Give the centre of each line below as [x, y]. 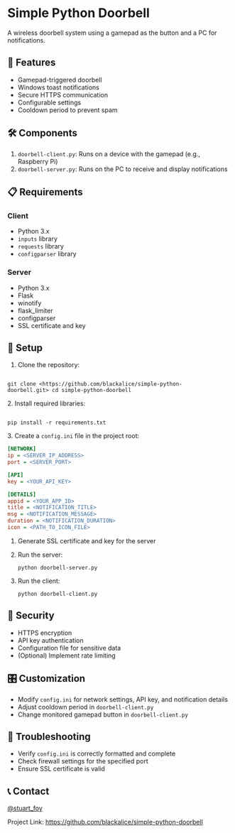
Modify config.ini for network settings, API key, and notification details [123, 699]
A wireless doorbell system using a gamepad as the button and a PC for [112, 33]
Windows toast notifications [58, 87]
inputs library [38, 239]
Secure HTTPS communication [63, 94]
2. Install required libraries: [47, 403]
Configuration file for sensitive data [69, 648]
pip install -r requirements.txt [57, 423]
